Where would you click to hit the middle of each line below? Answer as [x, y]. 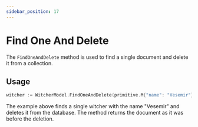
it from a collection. [29, 63]
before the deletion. [30, 119]
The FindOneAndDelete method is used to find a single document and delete [97, 57]
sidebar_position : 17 [33, 11]
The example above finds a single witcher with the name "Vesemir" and [93, 106]
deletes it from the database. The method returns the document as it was [95, 113]
